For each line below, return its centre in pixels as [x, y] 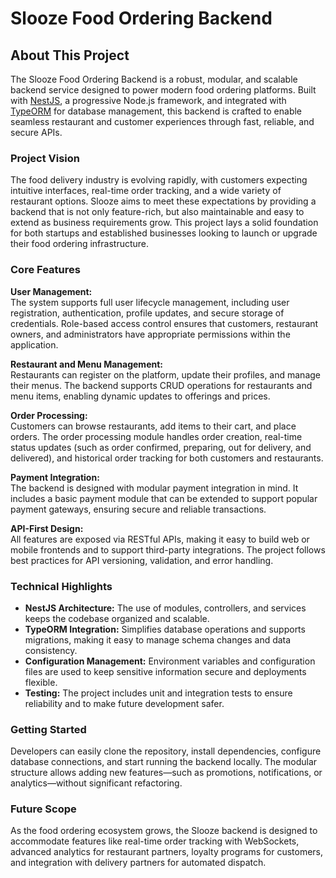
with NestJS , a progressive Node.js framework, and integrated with [148, 100]
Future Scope [43, 809]
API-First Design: [47, 528]
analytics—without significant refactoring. [96, 783]
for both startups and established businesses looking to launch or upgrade [164, 233]
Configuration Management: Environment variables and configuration [170, 661]
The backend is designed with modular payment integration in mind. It [154, 488]
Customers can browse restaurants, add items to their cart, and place [153, 426]
